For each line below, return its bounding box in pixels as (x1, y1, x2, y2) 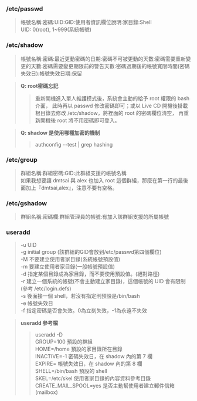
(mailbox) (35, 389, 59, 396)
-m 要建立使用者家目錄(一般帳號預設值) (20, 263, 116, 270)
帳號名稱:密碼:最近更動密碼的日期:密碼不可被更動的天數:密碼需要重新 (20, 55, 186, 62)
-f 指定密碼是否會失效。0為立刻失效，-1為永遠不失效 (20, 307, 148, 314)
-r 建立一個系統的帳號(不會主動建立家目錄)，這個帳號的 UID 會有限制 (20, 278, 186, 285)
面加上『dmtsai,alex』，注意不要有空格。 (20, 184, 118, 191)
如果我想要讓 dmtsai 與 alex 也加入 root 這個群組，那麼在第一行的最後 (20, 176, 189, 183)
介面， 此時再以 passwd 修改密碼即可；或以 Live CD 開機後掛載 (35, 102, 188, 109)
